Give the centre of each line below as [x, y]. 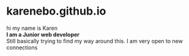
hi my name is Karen [32, 28]
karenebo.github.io [56, 11]
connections [22, 47]
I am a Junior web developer [43, 34]
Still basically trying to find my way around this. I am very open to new [95, 41]
